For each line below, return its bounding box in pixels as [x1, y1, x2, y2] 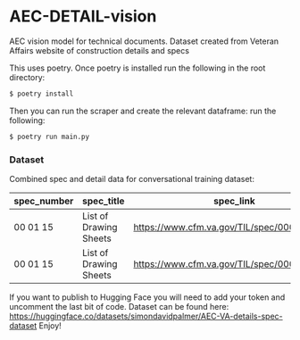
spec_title [81, 195, 125, 207]
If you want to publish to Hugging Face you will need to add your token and [9, 292, 286, 303]
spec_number [13, 195, 74, 207]
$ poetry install [9, 89, 74, 98]
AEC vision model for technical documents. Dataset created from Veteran [9, 36, 279, 46]
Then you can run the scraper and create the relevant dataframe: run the [9, 105, 277, 116]
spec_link [213, 195, 256, 207]
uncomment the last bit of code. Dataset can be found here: [9, 301, 229, 311]
